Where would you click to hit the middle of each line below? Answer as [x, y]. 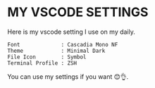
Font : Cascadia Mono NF [63, 44]
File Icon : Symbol [47, 57]
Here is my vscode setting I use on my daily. [72, 32]
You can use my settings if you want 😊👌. [68, 76]
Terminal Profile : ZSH [42, 63]
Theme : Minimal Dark [56, 51]
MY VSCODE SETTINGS [78, 12]
